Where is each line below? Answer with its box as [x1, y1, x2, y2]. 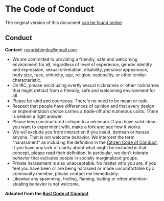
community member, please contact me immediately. [12, 170, 119, 177]
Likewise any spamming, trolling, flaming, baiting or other [12, 176, 128, 181]
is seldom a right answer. [12, 113, 63, 119]
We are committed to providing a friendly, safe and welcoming [12, 56, 138, 62]
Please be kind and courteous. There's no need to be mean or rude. [12, 98, 149, 104]
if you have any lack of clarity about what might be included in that [12, 144, 147, 150]
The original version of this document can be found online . [5, 20, 123, 25]
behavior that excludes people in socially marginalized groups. [12, 155, 139, 161]
